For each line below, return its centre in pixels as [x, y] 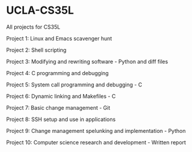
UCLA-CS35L [40, 10]
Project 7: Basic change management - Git [58, 107]
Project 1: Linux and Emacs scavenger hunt [59, 38]
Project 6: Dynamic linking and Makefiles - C [61, 96]
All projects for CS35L [33, 27]
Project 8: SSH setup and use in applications [61, 119]
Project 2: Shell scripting [36, 50]
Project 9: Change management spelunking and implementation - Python [96, 131]
